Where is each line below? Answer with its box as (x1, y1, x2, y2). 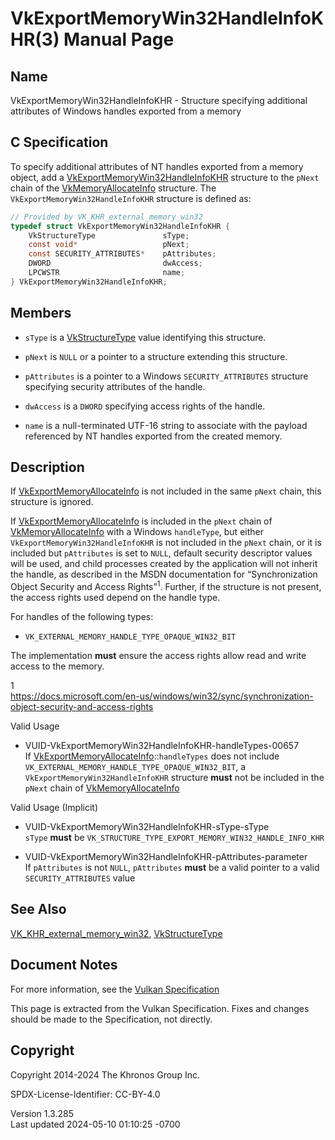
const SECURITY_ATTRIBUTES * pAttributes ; (28, 249, 217, 259)
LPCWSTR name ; (28, 268, 186, 278)
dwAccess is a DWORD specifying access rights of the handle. (24, 400, 266, 412)
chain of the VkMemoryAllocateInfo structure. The (10, 182, 217, 194)
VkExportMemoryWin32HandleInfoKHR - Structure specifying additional (10, 95, 308, 106)
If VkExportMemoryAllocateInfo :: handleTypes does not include (24, 750, 280, 762)
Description (10, 459, 85, 476)
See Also (10, 901, 67, 918)
